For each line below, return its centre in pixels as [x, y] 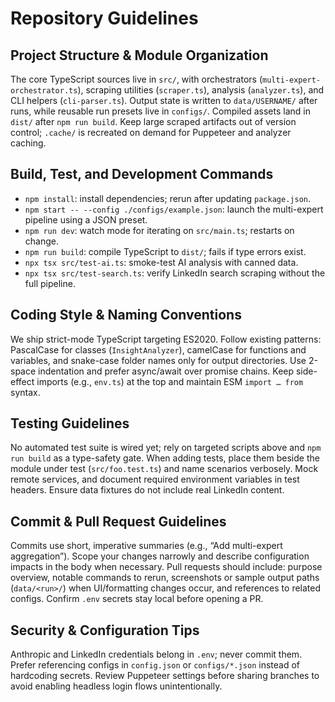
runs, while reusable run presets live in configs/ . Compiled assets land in [160, 111]
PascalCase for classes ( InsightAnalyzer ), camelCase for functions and [158, 349]
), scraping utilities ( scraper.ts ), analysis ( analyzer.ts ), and [201, 90]
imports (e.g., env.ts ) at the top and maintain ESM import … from [170, 381]
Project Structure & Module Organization [139, 55]
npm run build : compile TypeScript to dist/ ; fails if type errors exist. [165, 251]
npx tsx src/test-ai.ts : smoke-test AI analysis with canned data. [161, 262]
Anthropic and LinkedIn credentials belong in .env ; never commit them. [156, 654]
